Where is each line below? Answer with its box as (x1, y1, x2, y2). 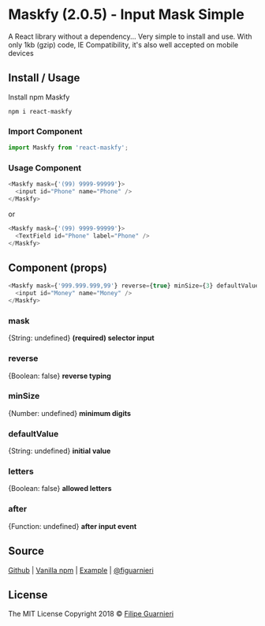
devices (8, 48, 34, 58)
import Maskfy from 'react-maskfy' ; (8, 144, 129, 152)
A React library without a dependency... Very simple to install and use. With (8, 32, 252, 41)
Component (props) (8, 261, 108, 274)
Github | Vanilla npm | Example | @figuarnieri (8, 565, 154, 575)
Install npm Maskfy (8, 92, 70, 102)
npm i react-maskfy (8, 107, 73, 115)
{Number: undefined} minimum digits (8, 408, 132, 418)
